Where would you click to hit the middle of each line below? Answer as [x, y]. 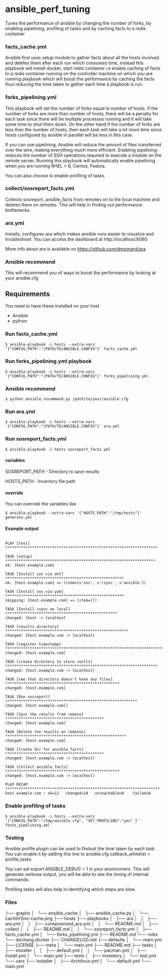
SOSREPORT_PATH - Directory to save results [52, 471]
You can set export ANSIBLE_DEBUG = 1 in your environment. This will [77, 869]
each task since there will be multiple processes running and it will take [78, 119]
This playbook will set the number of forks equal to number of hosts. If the [82, 108]
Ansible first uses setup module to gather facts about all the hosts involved [82, 58]
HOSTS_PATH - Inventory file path [40, 481]
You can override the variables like [41, 504]
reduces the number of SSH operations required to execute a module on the [83, 155]
